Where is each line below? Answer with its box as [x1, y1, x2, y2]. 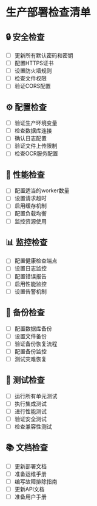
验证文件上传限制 [14, 142, 58, 150]
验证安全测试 [14, 415, 47, 422]
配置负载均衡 [14, 210, 47, 217]
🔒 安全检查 [5, 32, 45, 42]
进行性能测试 [14, 407, 47, 415]
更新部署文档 [14, 462, 47, 470]
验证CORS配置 [14, 82, 51, 90]
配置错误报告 [14, 272, 47, 280]
